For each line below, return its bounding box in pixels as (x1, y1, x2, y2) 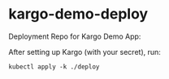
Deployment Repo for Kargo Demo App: (8, 31, 141, 41)
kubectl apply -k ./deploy (8, 62, 100, 71)
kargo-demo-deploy (8, 5, 149, 23)
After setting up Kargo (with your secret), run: (8, 47, 161, 56)
